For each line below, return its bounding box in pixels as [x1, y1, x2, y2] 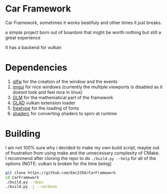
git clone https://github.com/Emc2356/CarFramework [5, 170, 116, 175]
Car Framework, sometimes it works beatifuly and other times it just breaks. [5, 20, 162, 26]
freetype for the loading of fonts [12, 105, 79, 111]
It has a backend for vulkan [5, 44, 62, 50]
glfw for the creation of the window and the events [12, 78, 118, 84]
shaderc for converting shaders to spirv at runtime [12, 110, 117, 116]
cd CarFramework [5, 175, 39, 180]
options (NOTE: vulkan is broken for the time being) [5, 160, 112, 166]
